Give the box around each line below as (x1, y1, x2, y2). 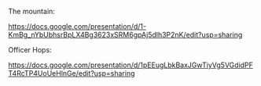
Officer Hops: (8, 45, 53, 54)
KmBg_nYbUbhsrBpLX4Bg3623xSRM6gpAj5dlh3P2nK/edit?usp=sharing (8, 30, 243, 39)
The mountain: (8, 7, 55, 16)
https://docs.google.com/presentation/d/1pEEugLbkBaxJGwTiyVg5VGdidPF (8, 60, 254, 70)
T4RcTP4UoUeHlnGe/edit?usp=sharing (8, 69, 135, 77)
